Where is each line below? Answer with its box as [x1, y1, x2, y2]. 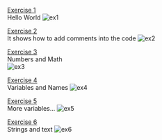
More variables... [7, 104, 56, 112]
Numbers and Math [7, 55, 63, 63]
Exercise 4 [7, 76, 38, 84]
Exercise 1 [7, 6, 36, 14]
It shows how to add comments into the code [7, 34, 137, 42]
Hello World [7, 13, 41, 22]
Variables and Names [7, 84, 68, 91]
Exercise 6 [7, 118, 38, 126]
